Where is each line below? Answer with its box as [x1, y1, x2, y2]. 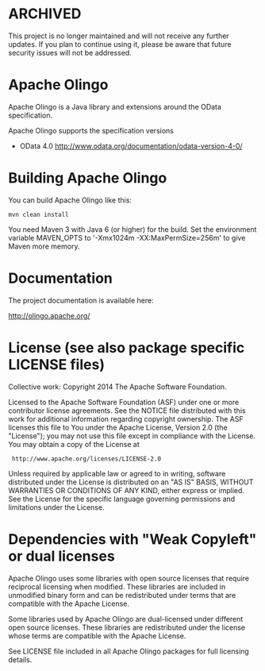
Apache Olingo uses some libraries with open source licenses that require [8, 573, 250, 583]
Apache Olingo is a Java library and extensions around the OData [8, 102, 222, 111]
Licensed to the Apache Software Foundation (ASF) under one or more [8, 397, 240, 407]
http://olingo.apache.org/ [8, 310, 90, 320]
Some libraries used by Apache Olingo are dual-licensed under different [8, 614, 244, 623]
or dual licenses [8, 547, 115, 565]
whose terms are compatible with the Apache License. [8, 631, 186, 640]
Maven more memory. [8, 241, 80, 251]
